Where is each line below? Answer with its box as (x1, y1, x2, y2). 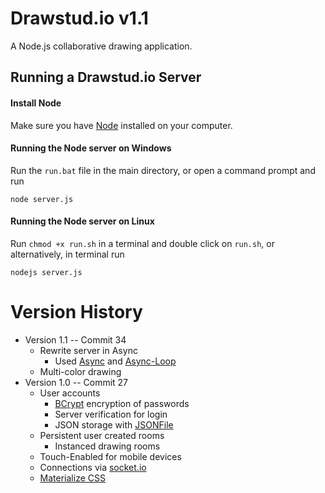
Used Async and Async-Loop (54, 355, 177, 367)
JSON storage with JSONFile (54, 418, 174, 431)
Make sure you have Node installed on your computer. (10, 119, 233, 131)
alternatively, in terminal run (10, 248, 125, 260)
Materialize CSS (39, 472, 106, 484)
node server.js (10, 194, 74, 204)
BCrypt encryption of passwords (54, 397, 190, 409)
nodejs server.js (10, 267, 83, 277)
